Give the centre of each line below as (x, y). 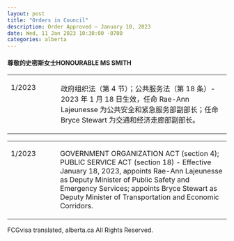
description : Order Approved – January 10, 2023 (79, 26)
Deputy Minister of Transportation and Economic (140, 197)
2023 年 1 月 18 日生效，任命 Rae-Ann (125, 100)
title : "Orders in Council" (48, 20)
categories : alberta (37, 40)
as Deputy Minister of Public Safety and (125, 180)
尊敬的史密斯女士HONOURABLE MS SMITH (70, 63)
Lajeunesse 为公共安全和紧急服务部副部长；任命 (139, 110)
